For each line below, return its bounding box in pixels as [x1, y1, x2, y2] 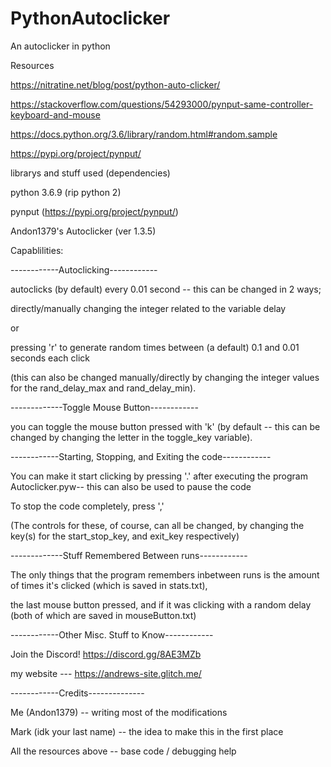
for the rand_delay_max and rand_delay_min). [10, 382, 197, 394]
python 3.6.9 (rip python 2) [10, 186, 122, 198]
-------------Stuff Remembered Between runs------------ [10, 549, 248, 561]
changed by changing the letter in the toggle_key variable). [10, 431, 253, 443]
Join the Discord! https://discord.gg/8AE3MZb [10, 648, 202, 660]
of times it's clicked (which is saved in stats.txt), [10, 579, 208, 591]
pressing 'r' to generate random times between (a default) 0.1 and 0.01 [10, 341, 300, 353]
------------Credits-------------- [10, 687, 145, 699]
